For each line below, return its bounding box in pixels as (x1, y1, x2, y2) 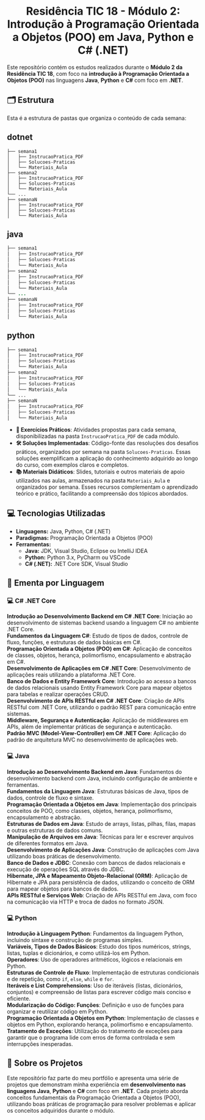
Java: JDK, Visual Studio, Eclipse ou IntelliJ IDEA (24, 547, 148, 554)
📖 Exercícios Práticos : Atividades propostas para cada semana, (15, 426, 176, 433)
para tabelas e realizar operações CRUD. (7, 691, 109, 698)
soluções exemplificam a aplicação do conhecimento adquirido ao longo (15, 454, 198, 462)
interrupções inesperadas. (7, 1040, 73, 1048)
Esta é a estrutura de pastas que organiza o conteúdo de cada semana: (7, 114, 187, 122)
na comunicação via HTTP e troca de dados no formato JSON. (7, 898, 164, 905)
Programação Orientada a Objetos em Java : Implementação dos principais (7, 800, 197, 808)
